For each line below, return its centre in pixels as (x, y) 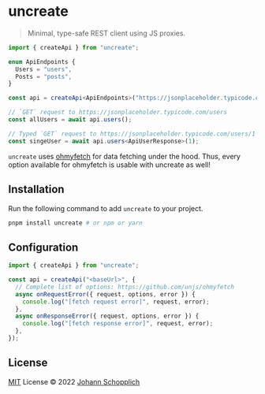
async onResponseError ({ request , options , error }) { (107, 316)
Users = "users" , (44, 69)
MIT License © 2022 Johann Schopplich (74, 381)
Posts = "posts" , (44, 76)
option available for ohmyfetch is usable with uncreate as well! (109, 165)
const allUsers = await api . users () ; (70, 120)
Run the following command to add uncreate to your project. (106, 208)
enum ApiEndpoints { (42, 61)
